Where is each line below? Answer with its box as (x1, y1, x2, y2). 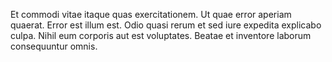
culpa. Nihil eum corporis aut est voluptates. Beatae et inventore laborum (10, 30, 312, 41)
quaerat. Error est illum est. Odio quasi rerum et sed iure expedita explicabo (10, 19, 322, 31)
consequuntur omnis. (10, 40, 98, 52)
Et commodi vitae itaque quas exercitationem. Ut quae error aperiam (10, 9, 292, 20)
